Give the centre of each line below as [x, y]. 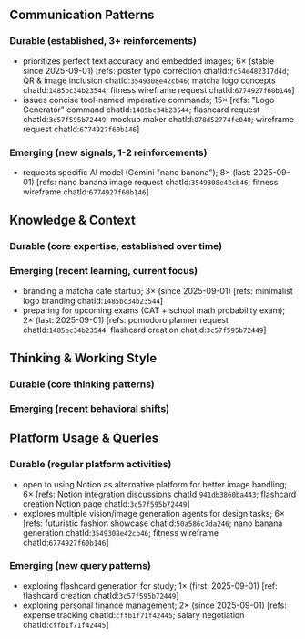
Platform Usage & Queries [84, 439]
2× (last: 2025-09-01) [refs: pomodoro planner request [126, 319]
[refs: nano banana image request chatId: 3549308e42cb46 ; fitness [157, 182]
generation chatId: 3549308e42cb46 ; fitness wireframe [121, 532]
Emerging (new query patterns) [81, 566]
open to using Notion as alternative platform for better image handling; [155, 484]
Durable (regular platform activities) [91, 465]
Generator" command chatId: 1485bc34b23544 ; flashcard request [141, 110]
